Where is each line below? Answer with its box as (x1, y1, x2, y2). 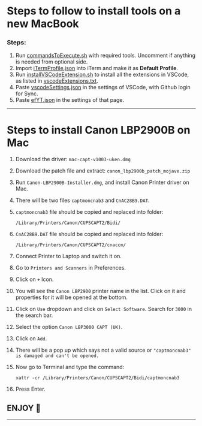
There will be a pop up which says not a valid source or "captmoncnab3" (15, 346, 191, 354)
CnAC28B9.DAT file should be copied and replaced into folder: (15, 231, 164, 238)
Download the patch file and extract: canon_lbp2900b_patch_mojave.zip (15, 167, 191, 174)
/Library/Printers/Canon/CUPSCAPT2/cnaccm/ (15, 242, 126, 248)
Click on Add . (15, 335, 47, 342)
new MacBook (7, 17, 80, 31)
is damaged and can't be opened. (15, 353, 100, 359)
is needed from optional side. (15, 58, 88, 65)
